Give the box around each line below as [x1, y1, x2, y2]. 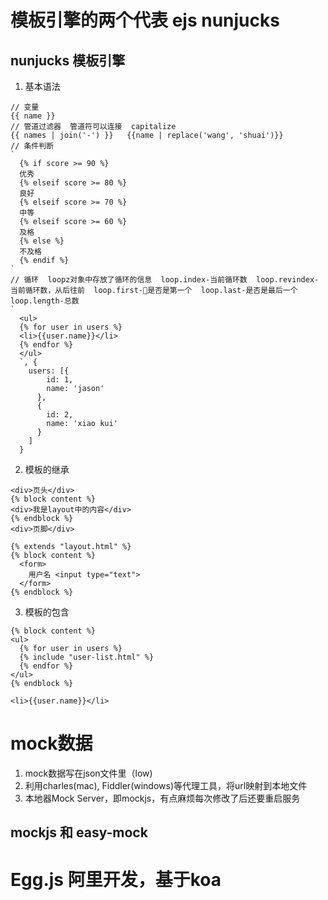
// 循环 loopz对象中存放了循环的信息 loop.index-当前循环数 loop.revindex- [10, 275, 320, 285]
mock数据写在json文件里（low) [24, 767, 153, 779]
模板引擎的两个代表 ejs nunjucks [10, 9, 280, 32]
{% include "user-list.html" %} [19, 652, 155, 662]
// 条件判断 [10, 141, 55, 151]
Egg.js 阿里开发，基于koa [10, 868, 222, 891]
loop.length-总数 [10, 296, 80, 306]
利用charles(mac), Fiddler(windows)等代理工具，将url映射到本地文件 [24, 779, 308, 791]
